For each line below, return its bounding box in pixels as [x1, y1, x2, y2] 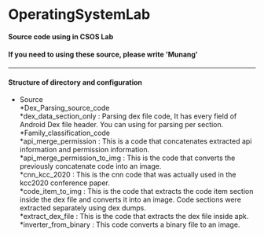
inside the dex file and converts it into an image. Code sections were [19, 195, 242, 205]
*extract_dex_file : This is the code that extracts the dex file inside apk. [19, 212, 249, 221]
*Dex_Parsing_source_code [19, 104, 110, 113]
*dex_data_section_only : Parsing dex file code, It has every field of [19, 111, 237, 121]
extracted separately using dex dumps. [19, 203, 147, 213]
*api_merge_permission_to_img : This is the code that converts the [19, 153, 236, 162]
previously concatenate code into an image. [19, 162, 162, 171]
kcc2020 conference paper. [19, 178, 110, 188]
